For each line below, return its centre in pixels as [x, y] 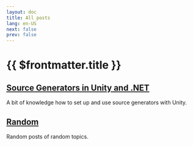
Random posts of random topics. [47, 136]
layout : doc [21, 12]
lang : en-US [21, 23]
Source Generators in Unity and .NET [78, 87]
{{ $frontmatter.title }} [64, 65]
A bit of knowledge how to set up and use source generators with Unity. [97, 102]
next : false [21, 29]
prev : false [21, 35]
